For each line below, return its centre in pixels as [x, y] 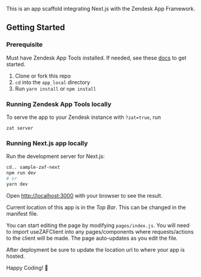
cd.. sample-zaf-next [33, 168]
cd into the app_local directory [52, 82]
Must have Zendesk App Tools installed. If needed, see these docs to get [97, 58]
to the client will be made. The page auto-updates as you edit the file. [92, 238]
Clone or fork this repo [43, 76]
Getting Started [36, 27]
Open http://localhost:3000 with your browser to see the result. [85, 195]
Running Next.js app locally [47, 143]
